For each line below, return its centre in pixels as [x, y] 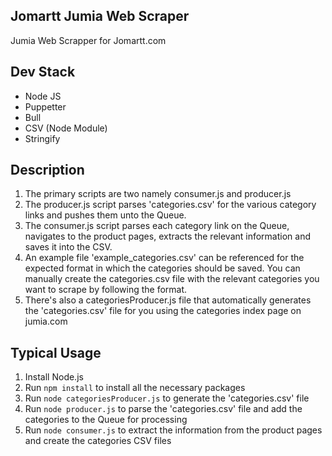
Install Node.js [54, 377]
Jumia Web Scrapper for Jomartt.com [88, 40]
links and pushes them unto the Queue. [105, 215]
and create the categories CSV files [98, 441]
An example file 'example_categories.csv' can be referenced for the [164, 258]
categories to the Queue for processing [106, 420]
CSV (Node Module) [66, 128]
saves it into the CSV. [68, 247]
